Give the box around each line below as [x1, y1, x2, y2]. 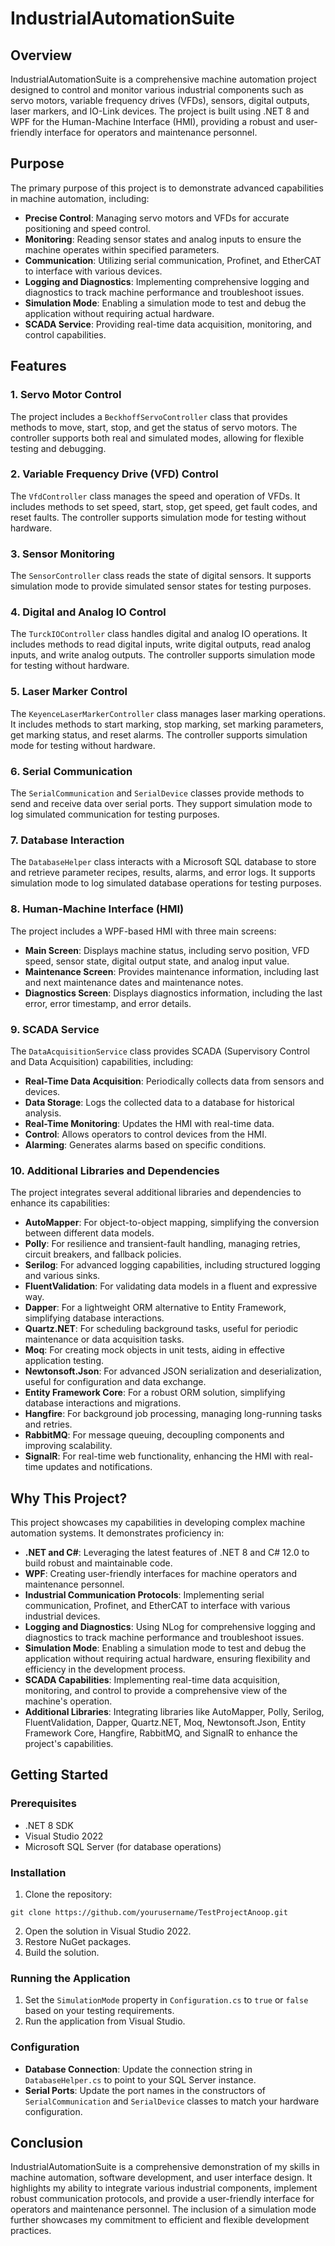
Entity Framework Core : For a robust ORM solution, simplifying [24, 1387, 286, 1399]
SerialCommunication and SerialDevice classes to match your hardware [24, 2095, 320, 2107]
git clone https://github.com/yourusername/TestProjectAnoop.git [10, 1907, 288, 1917]
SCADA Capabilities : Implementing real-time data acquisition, [24, 1673, 280, 1686]
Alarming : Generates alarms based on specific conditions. [24, 1138, 267, 1151]
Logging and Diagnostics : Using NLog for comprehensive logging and [24, 1620, 316, 1632]
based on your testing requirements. [24, 2005, 175, 2017]
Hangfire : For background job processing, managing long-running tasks [24, 1408, 323, 1420]
